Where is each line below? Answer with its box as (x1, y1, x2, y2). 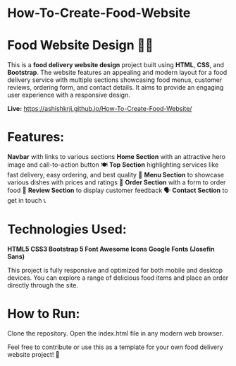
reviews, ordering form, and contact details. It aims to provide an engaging (7, 83, 224, 92)
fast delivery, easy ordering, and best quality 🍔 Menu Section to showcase (7, 171, 224, 179)
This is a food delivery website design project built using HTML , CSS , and (7, 61, 224, 69)
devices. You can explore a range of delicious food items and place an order (7, 273, 229, 282)
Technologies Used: (7, 221, 127, 237)
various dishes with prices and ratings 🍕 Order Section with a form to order (7, 178, 226, 187)
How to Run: (7, 306, 80, 322)
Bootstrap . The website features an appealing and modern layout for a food (7, 69, 228, 77)
